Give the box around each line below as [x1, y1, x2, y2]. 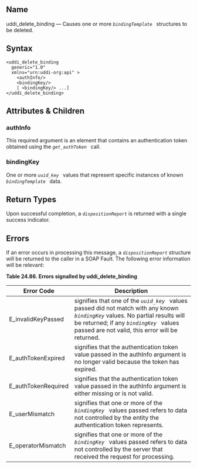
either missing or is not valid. [74, 389, 154, 397]
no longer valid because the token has [74, 358, 180, 366]
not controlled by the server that [74, 445, 163, 453]
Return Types [6, 195, 57, 205]
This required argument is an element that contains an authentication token [6, 137, 188, 144]
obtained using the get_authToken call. [6, 143, 101, 151]
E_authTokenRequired [9, 382, 69, 390]
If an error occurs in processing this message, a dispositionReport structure [6, 249, 191, 256]
